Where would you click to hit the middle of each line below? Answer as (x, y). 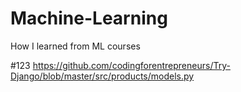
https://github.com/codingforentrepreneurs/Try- (131, 65)
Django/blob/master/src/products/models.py (102, 76)
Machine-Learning (89, 18)
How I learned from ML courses (75, 46)
